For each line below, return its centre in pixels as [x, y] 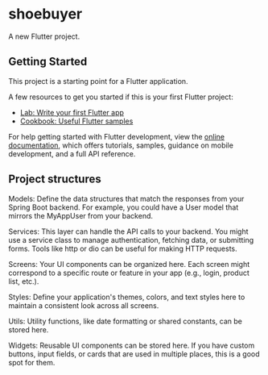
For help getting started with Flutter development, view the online [117, 136]
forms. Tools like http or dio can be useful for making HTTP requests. [123, 248]
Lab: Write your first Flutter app [72, 112]
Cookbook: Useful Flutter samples [76, 121]
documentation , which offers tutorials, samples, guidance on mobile [121, 145]
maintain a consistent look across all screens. [84, 305]
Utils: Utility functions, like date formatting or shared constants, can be [126, 321]
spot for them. [32, 362]
